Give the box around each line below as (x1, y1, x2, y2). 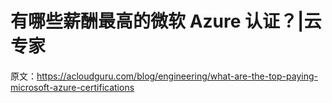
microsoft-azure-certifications (10, 81, 135, 93)
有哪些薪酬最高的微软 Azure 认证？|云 (10, 10, 322, 33)
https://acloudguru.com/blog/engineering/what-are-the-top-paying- (36, 70, 318, 82)
